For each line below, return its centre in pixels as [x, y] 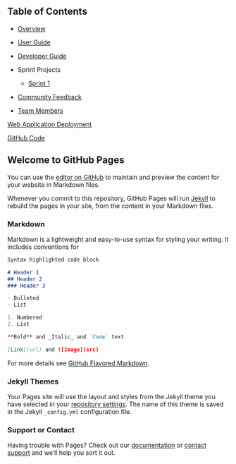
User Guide [34, 42]
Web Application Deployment [50, 124]
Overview [31, 28]
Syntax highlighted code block [53, 260]
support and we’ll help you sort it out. [61, 453]
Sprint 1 [39, 83]
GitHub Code [26, 138]
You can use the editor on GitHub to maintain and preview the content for [113, 177]
